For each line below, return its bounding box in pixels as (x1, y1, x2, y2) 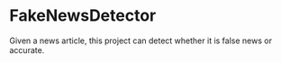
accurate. (9, 44, 45, 55)
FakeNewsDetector (9, 5, 157, 26)
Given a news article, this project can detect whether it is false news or (9, 35, 273, 46)
